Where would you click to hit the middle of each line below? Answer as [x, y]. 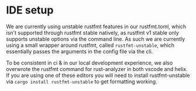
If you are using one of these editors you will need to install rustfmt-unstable [98, 75]
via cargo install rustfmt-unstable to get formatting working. [82, 81]
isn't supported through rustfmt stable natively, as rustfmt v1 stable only [93, 32]
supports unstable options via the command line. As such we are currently [96, 39]
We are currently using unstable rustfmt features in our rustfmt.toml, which [96, 26]
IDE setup [30, 10]
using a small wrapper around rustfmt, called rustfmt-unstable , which [90, 45]
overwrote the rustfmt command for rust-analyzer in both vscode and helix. [97, 69]
